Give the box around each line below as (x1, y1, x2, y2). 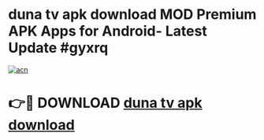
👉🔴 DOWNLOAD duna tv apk (8, 94, 203, 112)
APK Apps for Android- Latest (8, 22, 207, 40)
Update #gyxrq (8, 39, 109, 57)
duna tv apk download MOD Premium (8, 6, 257, 24)
